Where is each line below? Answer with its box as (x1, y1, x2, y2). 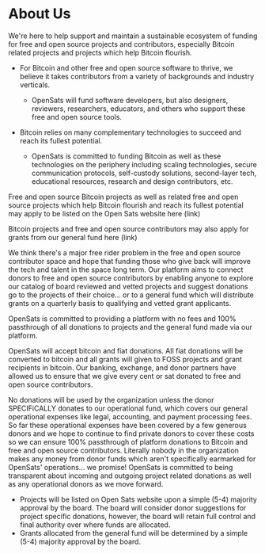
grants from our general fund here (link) (8, 232, 138, 242)
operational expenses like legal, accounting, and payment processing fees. (8, 411, 252, 421)
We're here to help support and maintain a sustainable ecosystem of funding (8, 31, 258, 40)
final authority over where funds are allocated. (19, 520, 171, 529)
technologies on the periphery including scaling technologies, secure (31, 159, 257, 169)
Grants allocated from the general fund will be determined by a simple (19, 528, 248, 537)
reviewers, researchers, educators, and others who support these (31, 104, 246, 113)
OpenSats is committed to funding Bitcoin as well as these (31, 151, 221, 161)
